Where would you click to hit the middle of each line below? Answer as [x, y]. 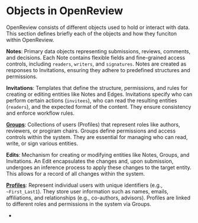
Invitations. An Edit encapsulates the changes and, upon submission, [90, 161]
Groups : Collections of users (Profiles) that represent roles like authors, [93, 124]
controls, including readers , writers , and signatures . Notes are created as [96, 64]
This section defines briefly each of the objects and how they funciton [92, 33]
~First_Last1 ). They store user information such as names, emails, [87, 191]
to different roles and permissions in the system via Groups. [79, 204]
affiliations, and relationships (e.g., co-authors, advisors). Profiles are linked [98, 198]
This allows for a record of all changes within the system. [76, 173]
